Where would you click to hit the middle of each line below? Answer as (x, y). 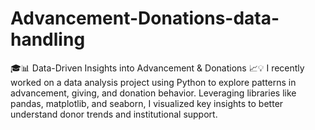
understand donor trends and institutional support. (114, 114)
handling (48, 39)
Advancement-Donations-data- (145, 18)
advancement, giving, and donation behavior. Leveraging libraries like (153, 93)
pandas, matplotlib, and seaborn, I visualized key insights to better (147, 103)
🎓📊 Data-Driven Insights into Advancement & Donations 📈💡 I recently (157, 68)
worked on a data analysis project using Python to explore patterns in (153, 82)
